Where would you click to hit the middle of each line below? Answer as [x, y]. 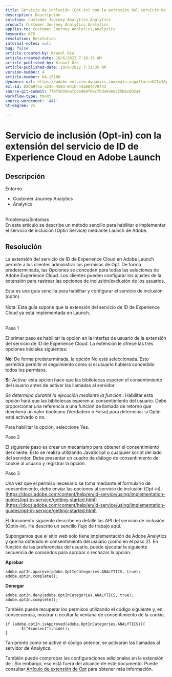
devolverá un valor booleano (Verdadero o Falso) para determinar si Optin [83, 411]
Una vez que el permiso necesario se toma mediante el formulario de [78, 483]
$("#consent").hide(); [46, 628]
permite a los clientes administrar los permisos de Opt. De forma [73, 264]
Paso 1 [12, 328]
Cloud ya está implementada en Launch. [48, 313]
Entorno [14, 189]
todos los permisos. [26, 370]
